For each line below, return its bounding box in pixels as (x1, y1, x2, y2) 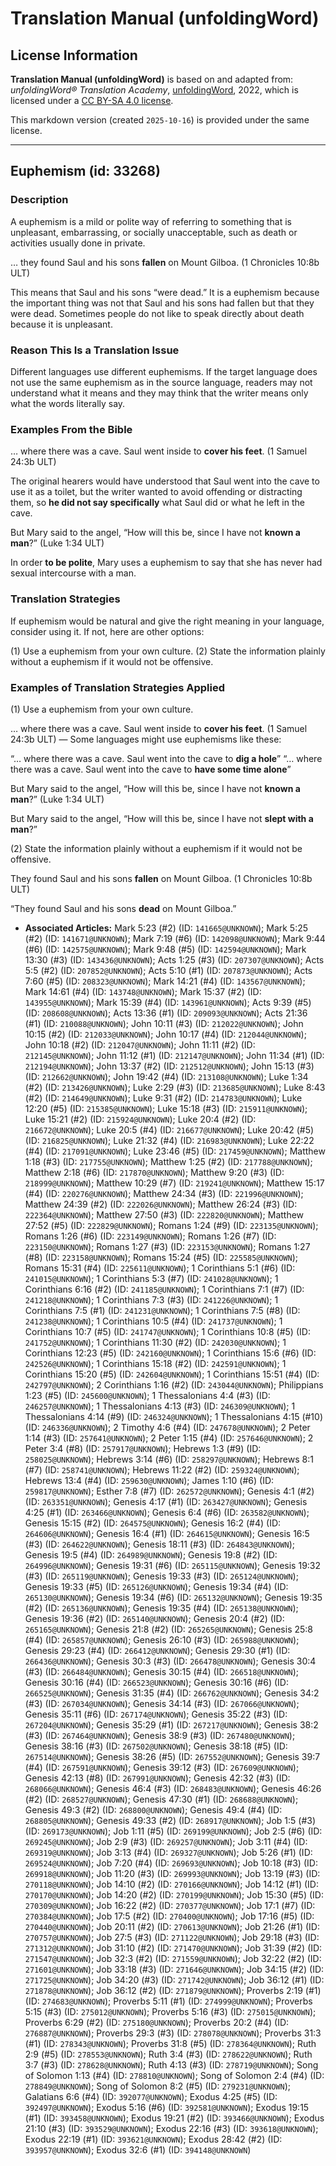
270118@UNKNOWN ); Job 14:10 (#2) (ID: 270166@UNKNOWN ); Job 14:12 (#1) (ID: (24, 1878, 319, 1890)
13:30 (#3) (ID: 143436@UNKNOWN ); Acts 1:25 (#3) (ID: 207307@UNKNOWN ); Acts (24, 953, 325, 966)
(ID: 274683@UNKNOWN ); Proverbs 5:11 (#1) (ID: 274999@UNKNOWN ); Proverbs (24, 1995, 313, 2007)
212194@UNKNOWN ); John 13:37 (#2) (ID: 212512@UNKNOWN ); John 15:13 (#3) (24, 1060, 315, 1072)
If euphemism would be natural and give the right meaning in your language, (10, 615, 325, 627)
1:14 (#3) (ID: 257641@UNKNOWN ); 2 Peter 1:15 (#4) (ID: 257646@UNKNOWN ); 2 (24, 1432, 314, 1444)
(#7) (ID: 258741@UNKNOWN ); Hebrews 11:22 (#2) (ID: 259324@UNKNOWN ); (24, 1463, 300, 1476)
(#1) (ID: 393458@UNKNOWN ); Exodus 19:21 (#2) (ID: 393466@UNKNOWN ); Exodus (24, 2112, 325, 2124)
